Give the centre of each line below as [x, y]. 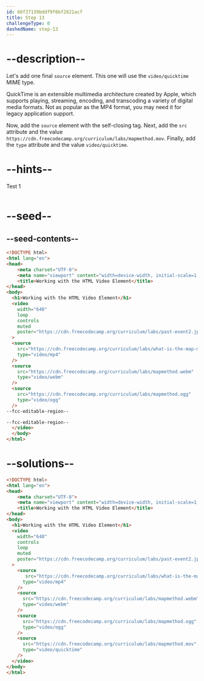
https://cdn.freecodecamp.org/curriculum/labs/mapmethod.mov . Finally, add [101, 138]
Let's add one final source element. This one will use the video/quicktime [98, 76]
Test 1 [14, 186]
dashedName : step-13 [32, 29]
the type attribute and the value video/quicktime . [67, 145]
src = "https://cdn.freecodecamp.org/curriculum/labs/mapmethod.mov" [110, 644]
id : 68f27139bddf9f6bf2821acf [45, 12]
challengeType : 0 [28, 23]
